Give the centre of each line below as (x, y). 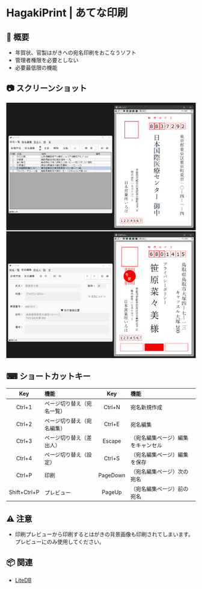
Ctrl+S (112, 458)
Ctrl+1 (24, 407)
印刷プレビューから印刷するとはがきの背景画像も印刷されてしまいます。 (104, 534)
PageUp (112, 492)
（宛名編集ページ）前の (159, 489)
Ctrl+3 (24, 441)
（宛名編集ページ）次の (159, 472)
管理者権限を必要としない (47, 60)
